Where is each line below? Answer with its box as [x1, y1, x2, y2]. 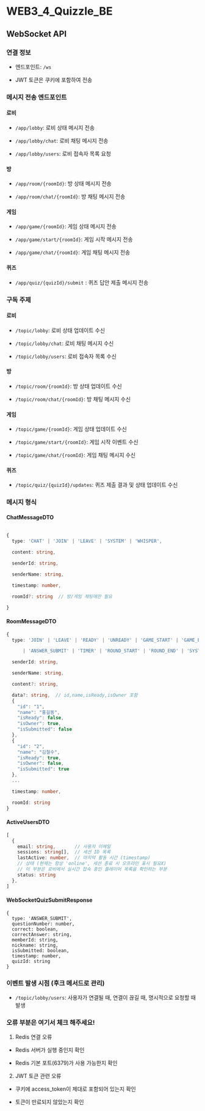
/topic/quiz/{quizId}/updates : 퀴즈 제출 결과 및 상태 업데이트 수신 [15, 481, 178, 489]
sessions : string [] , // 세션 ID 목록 [17, 849, 111, 855]
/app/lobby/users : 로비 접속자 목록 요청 [15, 150, 112, 157]
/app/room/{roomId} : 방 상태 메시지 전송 [15, 180, 112, 187]
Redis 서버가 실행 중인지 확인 [15, 1046, 85, 1053]
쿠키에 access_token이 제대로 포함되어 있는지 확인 [15, 1085, 136, 1093]
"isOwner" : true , [17, 721, 62, 727]
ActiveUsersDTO [6, 819, 50, 826]
